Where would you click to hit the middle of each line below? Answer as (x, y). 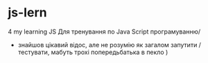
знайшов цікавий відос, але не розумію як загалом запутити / (110, 45)
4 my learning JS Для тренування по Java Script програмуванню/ (104, 32)
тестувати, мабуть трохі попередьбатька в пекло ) (93, 52)
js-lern (27, 13)
